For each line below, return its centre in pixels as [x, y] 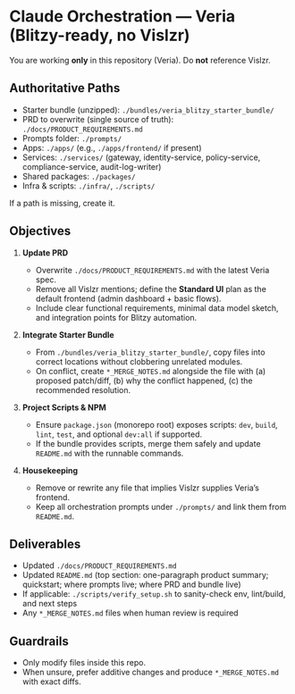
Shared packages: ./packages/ [79, 176]
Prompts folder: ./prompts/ [72, 138]
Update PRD [45, 253]
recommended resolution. [83, 389]
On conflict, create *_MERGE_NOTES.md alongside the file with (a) [151, 371]
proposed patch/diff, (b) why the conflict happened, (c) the [144, 380]
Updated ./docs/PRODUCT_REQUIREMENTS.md [99, 565]
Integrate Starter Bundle [68, 334]
